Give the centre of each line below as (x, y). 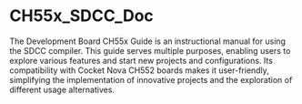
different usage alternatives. (62, 89)
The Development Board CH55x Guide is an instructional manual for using (148, 41)
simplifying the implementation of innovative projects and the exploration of (151, 79)
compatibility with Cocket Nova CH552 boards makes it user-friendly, (140, 70)
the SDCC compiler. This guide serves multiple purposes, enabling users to (150, 50)
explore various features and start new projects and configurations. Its (141, 60)
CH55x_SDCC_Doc (82, 16)
